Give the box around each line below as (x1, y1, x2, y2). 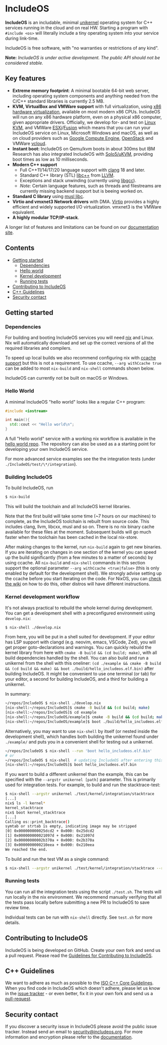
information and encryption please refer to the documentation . (5, 1034, 133, 1040)
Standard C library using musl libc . (12, 193, 84, 199)
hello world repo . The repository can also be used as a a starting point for (5, 441, 156, 447)
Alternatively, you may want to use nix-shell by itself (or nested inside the (5, 728, 158, 734)
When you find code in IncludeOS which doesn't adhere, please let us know (5, 985, 161, 991)
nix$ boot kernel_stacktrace (5, 810, 66, 815)
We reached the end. (5, 847, 48, 852)
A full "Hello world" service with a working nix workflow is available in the (5, 436, 156, 442)
